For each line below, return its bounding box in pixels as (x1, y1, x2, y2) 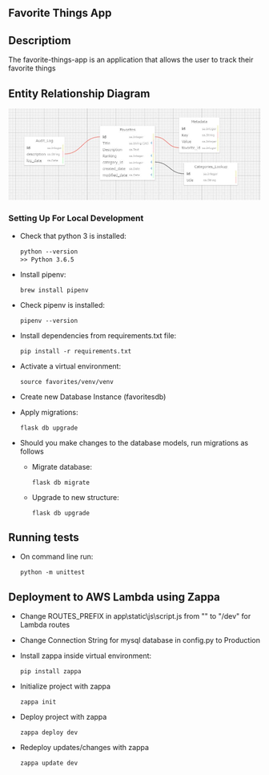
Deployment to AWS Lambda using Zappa (8, 590, 220, 603)
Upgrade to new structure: (31, 492, 119, 502)
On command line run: (19, 552, 94, 562)
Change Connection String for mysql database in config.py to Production (19, 636, 260, 645)
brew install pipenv (19, 286, 89, 294)
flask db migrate (31, 478, 90, 486)
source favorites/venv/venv (19, 377, 114, 385)
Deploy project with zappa (19, 712, 107, 722)
